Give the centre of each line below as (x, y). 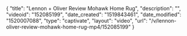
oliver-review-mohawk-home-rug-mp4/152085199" (69, 27)
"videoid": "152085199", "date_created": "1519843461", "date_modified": (93, 15)
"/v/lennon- (163, 21)
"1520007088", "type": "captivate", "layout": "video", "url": (77, 21)
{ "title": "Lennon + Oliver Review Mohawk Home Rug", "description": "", (93, 8)
